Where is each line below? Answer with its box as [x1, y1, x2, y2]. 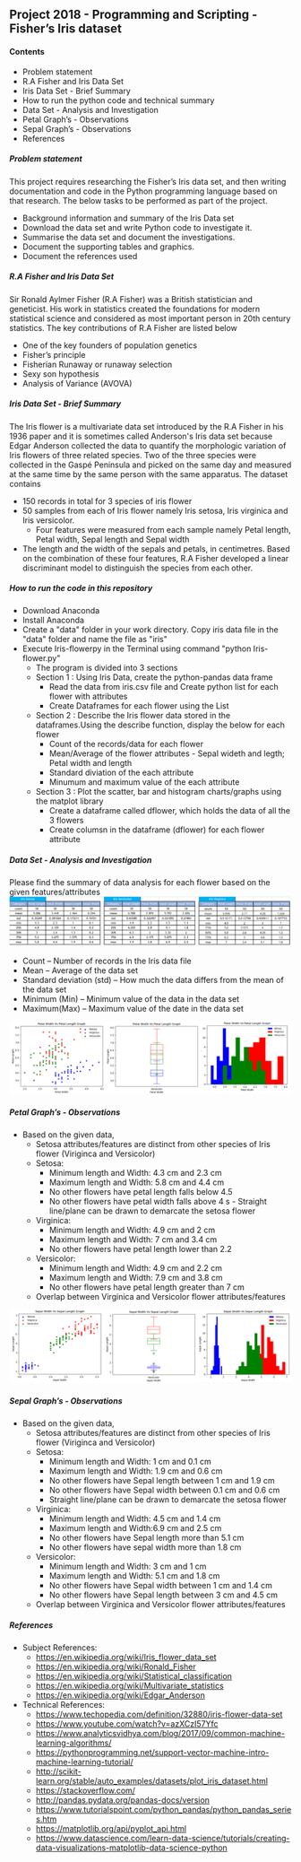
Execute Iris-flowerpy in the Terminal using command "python [21, 643, 252, 654]
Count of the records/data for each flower [48, 739, 204, 750]
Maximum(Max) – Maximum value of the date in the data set [21, 1003, 245, 1014]
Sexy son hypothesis [21, 368, 100, 379]
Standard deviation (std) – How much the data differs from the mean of [21, 974, 284, 985]
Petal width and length [48, 758, 133, 769]
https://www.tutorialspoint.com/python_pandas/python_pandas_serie [35, 1805, 292, 1815]
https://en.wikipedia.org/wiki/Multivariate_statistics [35, 1681, 224, 1692]
